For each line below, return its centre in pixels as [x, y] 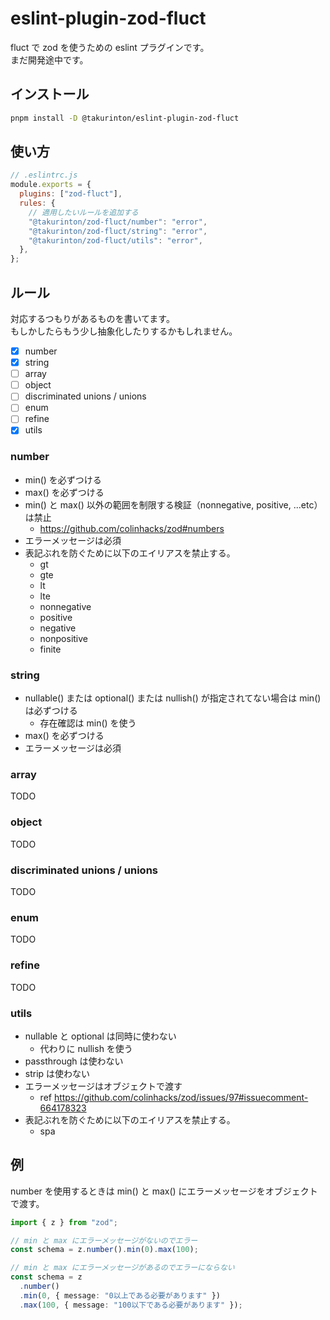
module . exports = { [51, 185]
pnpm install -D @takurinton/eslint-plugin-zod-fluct [125, 118]
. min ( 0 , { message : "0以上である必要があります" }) [120, 1295]
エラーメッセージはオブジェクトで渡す [103, 1086]
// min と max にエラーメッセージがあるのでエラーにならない [122, 1268]
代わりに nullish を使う [86, 1048]
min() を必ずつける [63, 479]
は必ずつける [51, 711]
